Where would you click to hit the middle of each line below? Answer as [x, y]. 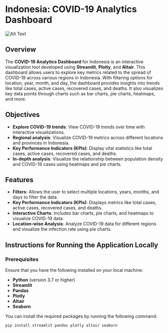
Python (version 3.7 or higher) [44, 280]
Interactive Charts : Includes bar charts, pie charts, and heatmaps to [83, 213]
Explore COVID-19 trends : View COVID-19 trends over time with [79, 127]
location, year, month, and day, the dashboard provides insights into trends [82, 83]
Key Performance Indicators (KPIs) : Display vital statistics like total [82, 148]
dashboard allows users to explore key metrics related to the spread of [78, 72]
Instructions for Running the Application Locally [82, 245]
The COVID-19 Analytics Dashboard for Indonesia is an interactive [74, 62]
